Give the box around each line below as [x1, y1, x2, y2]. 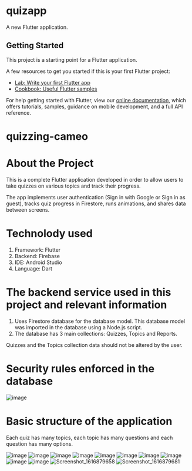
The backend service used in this [6, 286, 171, 299]
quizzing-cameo [6, 129, 88, 143]
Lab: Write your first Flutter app [14, 79, 91, 86]
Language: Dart [14, 265, 53, 272]
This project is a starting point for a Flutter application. [6, 56, 137, 63]
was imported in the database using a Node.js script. [14, 323, 143, 330]
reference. [6, 109, 31, 116]
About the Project [6, 157, 94, 170]
